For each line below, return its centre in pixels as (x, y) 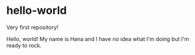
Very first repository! (32, 27)
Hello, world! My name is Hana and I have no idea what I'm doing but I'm (98, 39)
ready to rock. (24, 45)
